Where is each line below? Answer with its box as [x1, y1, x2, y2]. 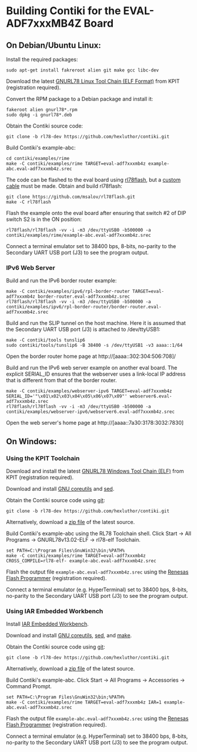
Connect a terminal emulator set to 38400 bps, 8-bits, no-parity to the [6, 243, 176, 249]
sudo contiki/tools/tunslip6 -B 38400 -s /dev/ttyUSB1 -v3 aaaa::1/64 [6, 343, 183, 349]
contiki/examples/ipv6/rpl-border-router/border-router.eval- [6, 304, 162, 310]
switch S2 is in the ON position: [6, 216, 82, 223]
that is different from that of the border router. [6, 377, 117, 384]
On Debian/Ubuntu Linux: [6, 40, 101, 50]
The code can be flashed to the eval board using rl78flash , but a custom [6, 176, 181, 183]
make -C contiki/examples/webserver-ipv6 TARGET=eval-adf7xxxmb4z [6, 388, 172, 394]
